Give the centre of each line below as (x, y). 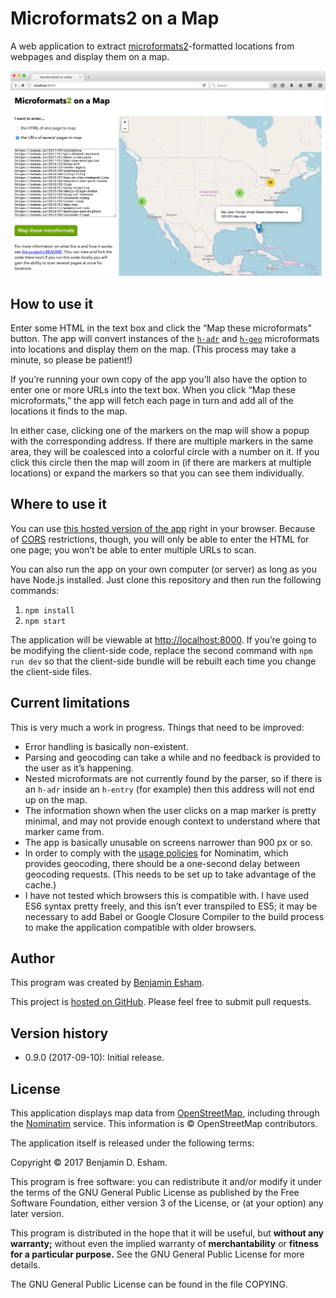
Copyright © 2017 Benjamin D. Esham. (89, 1163)
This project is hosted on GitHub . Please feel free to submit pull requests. (161, 1002)
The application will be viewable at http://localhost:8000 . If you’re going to (163, 639)
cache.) (40, 884)
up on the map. (56, 799)
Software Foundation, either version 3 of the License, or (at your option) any (167, 1203)
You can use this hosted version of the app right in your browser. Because (163, 528)
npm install (49, 610)
